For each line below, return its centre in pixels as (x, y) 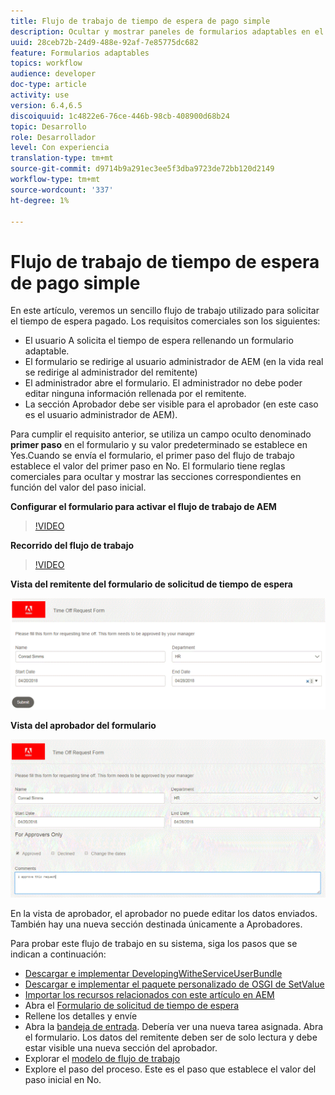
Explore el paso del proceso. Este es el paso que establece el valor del (170, 1069)
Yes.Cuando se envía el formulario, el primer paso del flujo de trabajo (152, 456)
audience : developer (53, 74)
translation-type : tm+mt (62, 158)
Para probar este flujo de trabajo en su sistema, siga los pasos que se (154, 943)
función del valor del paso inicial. (78, 487)
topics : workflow (46, 63)
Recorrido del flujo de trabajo (72, 546)
